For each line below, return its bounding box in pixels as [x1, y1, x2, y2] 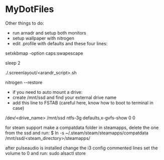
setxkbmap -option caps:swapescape [5, 50, 84, 56]
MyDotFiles [5, 4, 54, 15]
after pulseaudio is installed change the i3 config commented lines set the [5, 144, 158, 151]
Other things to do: [5, 20, 44, 26]
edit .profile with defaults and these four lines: [12, 40, 108, 46]
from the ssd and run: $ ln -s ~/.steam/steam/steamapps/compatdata [5, 129, 149, 136]
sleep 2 [5, 60, 21, 66]
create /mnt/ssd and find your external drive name [12, 94, 117, 100]
